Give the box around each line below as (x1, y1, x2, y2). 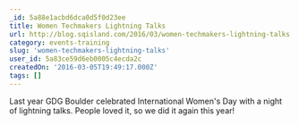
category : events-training (9, 37, 110, 47)
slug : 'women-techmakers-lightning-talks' (9, 46, 170, 55)
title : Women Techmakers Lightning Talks (9, 21, 167, 30)
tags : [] (9, 71, 42, 80)
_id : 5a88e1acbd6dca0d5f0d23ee (9, 12, 126, 22)
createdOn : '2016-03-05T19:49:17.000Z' (9, 63, 158, 72)
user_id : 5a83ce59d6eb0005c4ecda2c (9, 54, 142, 63)
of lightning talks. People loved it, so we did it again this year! (9, 104, 235, 116)
